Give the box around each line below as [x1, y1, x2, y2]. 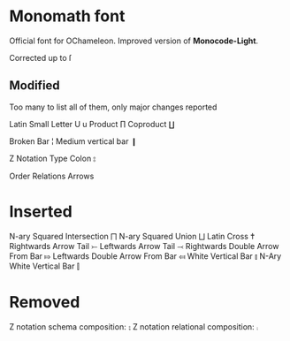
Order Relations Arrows [9, 170, 95, 181]
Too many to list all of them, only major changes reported [9, 102, 217, 112]
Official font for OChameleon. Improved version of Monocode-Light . [9, 35, 259, 46]
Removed [9, 292, 80, 312]
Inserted [9, 201, 72, 222]
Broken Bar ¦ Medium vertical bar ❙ [9, 135, 138, 147]
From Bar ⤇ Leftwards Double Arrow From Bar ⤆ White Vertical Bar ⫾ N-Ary [9, 250, 282, 261]
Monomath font [9, 6, 126, 27]
